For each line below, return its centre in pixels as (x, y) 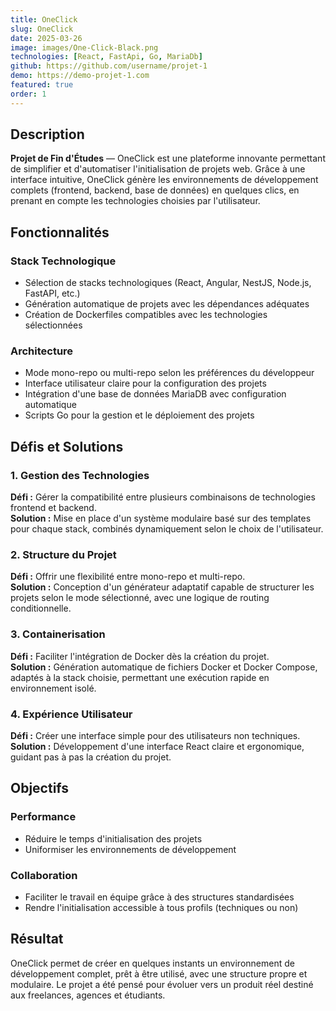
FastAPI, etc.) (52, 293)
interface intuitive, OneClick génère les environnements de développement (164, 180)
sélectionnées (53, 325)
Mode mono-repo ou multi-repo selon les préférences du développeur (169, 373)
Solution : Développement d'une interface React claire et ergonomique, (157, 746)
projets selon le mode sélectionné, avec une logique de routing (140, 598)
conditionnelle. (41, 608)
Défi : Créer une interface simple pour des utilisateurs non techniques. (155, 735)
